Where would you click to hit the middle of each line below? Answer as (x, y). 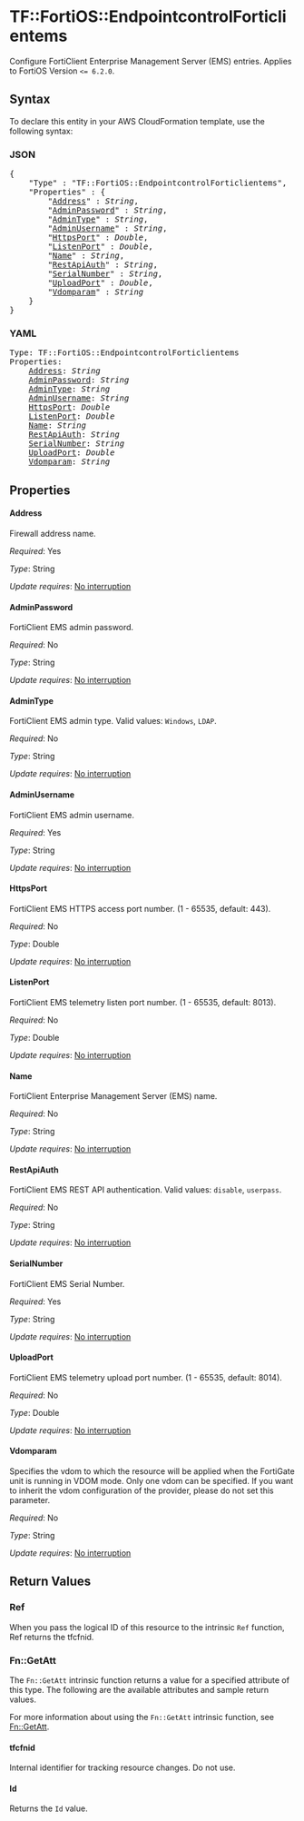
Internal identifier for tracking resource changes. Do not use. (123, 1767)
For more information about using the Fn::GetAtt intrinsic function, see (142, 1717)
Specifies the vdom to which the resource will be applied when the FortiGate (152, 1471)
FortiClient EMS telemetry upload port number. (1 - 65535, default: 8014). (146, 1377)
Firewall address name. (53, 533)
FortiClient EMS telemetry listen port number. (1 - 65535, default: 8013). (143, 1002)
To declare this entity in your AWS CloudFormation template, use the (137, 121)
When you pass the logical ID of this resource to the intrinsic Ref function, (147, 1627)
